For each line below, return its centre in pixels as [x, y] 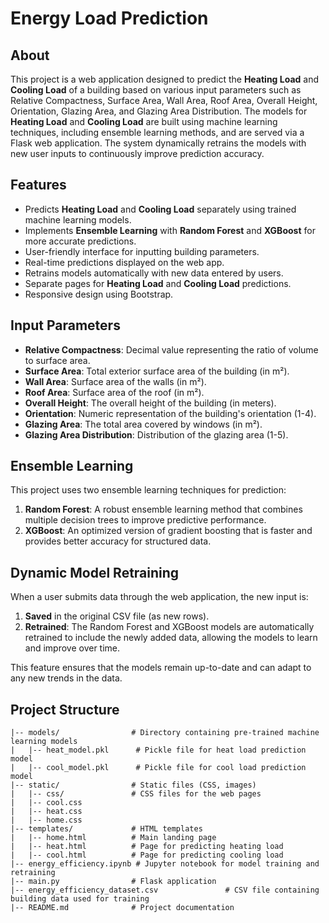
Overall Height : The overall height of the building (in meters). [150, 403]
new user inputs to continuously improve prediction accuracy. [137, 153]
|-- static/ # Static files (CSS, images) [133, 785]
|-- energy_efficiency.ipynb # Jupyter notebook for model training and [165, 864]
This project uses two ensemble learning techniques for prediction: [148, 490]
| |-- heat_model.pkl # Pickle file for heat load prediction [158, 750]
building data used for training [80, 899]
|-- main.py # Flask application [113, 882]
